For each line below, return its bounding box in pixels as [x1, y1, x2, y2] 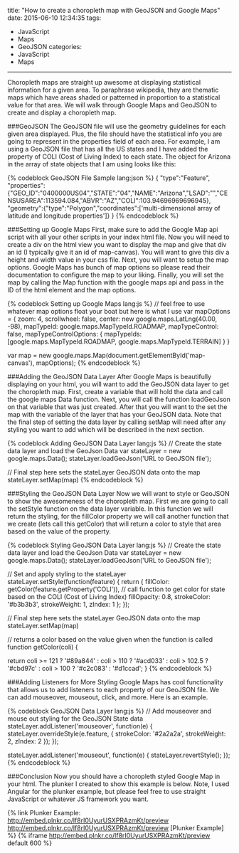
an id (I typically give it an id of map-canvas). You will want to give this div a [7, 248, 230, 256]
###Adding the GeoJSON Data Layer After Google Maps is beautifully [7, 373, 212, 381]
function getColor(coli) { [7, 643, 78, 651]
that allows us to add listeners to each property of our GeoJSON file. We [7, 686, 219, 694]
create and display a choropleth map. [7, 108, 117, 117]
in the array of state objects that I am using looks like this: [7, 160, 176, 168]
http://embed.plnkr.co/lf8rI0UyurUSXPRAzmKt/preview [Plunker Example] [7, 824, 224, 832]
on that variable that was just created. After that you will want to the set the [7, 403, 228, 411]
